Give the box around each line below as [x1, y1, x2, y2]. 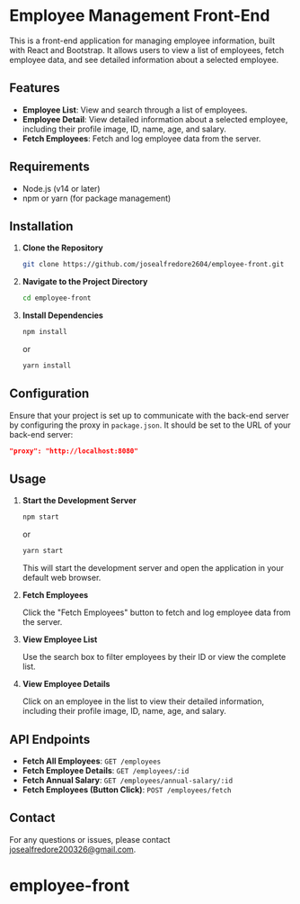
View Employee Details [22, 679, 110, 690]
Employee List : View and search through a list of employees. [22, 104, 248, 115]
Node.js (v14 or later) [22, 183, 101, 194]
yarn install [22, 361, 72, 370]
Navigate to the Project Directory [22, 276, 148, 287]
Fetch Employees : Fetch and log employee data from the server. [22, 132, 261, 144]
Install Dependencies [22, 310, 103, 321]
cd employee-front [22, 294, 92, 303]
